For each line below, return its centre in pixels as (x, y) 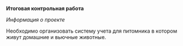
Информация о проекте (36, 20)
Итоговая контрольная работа (45, 8)
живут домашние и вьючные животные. (56, 37)
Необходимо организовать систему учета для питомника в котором (91, 31)
